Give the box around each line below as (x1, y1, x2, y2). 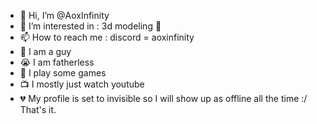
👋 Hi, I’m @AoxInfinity (19, 10, 110, 21)
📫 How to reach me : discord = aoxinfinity (19, 31, 195, 43)
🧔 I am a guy (19, 46, 72, 57)
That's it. (19, 104, 57, 115)
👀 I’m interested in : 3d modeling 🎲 (19, 20, 162, 32)
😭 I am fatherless (19, 56, 95, 68)
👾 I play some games (19, 67, 107, 79)
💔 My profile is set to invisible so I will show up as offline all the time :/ (19, 93, 308, 104)
